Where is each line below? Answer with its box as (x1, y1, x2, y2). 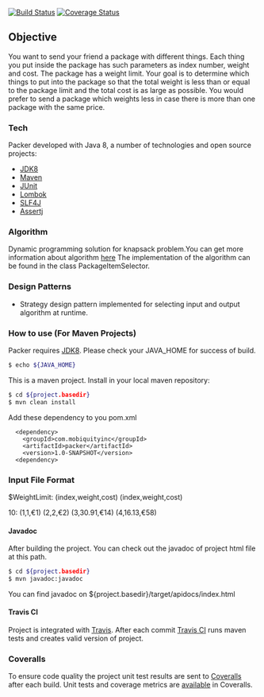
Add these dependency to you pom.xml (8, 412, 137, 422)
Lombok (19, 189, 48, 199)
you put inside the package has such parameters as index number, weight (8, 60, 250, 69)
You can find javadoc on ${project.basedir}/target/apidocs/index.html (8, 589, 235, 598)
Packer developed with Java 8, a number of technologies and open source (8, 140, 252, 150)
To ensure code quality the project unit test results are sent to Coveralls (8, 672, 242, 681)
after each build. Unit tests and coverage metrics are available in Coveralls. (8, 680, 253, 690)
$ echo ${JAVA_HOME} (8, 361, 77, 369)
